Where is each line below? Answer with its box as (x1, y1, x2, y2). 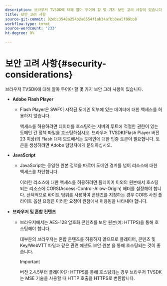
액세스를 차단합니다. (19, 168, 59, 174)
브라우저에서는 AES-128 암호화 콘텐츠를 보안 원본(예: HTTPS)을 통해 (19, 219, 154, 225)
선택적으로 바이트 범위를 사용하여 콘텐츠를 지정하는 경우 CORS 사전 (26, 191, 157, 197)
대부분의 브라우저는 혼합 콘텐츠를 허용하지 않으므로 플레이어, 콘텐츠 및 (19, 236, 156, 242)
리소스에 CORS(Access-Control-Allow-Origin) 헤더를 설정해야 (29, 185, 153, 191)
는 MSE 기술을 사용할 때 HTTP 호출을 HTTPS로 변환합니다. (19, 275, 135, 281)
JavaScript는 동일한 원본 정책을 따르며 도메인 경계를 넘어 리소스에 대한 (19, 162, 158, 168)
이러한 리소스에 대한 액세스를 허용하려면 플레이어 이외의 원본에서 (19, 179, 146, 185)
